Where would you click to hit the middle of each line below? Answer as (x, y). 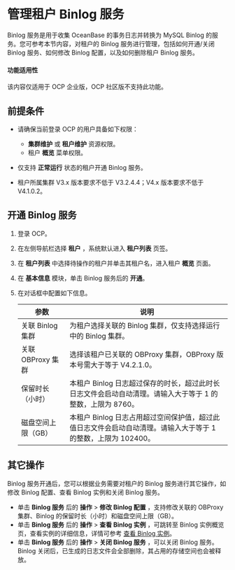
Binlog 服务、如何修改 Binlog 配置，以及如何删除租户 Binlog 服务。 (103, 52)
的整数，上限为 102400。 (112, 438)
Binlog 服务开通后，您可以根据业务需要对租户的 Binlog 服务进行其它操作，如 (117, 483)
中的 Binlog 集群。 (99, 336)
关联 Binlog (39, 325)
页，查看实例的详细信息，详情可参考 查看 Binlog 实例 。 (97, 533)
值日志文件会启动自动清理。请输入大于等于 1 (143, 427)
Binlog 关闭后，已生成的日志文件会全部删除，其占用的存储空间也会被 (116, 550)
